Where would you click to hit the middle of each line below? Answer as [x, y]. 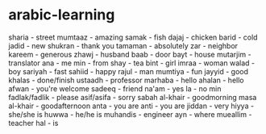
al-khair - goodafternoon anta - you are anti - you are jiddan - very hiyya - [131, 106]
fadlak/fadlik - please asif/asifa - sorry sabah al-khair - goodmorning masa [133, 97]
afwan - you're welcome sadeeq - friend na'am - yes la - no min [115, 88]
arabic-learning [62, 15]
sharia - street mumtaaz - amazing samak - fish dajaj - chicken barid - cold [133, 37]
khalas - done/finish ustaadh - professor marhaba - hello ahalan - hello [126, 80]
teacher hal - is [33, 123]
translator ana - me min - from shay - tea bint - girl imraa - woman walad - [132, 63]
